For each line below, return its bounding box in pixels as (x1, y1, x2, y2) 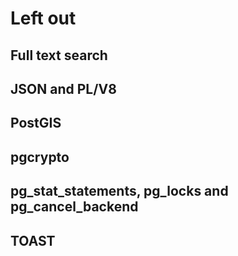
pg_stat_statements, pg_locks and (10, 183, 229, 200)
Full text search (10, 47, 108, 64)
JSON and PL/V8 (10, 80, 117, 97)
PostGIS (10, 115, 62, 132)
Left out (10, 7, 77, 30)
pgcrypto (10, 148, 70, 166)
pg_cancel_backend (10, 198, 139, 216)
